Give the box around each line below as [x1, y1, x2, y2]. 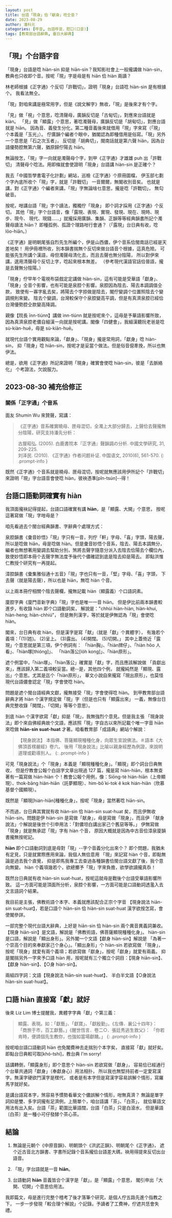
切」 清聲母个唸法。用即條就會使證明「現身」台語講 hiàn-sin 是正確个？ [5, 161, 157, 167]
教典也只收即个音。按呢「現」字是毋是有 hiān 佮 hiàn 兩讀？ [5, 72, 132, 79]
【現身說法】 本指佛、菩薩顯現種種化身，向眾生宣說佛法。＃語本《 [17, 737, 159, 743]
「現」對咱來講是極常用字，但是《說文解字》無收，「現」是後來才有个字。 [5, 101, 160, 107]
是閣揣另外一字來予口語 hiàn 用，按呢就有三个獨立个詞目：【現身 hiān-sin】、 [5, 955, 165, 961]
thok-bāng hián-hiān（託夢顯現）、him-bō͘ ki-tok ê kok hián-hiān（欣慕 [16, 780, 165, 786]
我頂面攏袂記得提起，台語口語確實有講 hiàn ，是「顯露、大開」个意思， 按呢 [5, 506, 165, 512]
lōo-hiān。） [5, 228, 30, 234]
